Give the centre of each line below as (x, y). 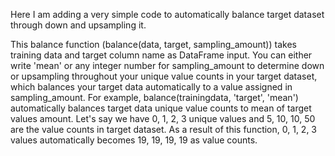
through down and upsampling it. (78, 25)
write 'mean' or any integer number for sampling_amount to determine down (167, 65)
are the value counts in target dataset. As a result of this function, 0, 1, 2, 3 (164, 129)
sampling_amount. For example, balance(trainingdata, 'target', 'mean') (154, 97)
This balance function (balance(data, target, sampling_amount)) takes (153, 44)
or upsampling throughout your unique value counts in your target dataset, (164, 76)
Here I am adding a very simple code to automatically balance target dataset (167, 14)
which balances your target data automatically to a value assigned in (151, 87)
